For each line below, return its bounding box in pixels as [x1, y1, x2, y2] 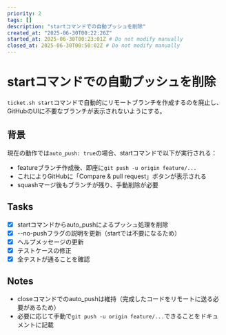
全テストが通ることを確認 [17, 255, 90, 263]
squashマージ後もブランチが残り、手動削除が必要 [17, 180, 158, 189]
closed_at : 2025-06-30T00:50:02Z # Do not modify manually [7, 42, 181, 49]
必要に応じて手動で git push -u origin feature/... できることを [17, 312, 201, 320]
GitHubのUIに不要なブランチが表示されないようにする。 [7, 106, 166, 115]
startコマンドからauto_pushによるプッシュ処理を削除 [17, 220, 169, 229]
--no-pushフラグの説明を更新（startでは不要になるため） [17, 229, 181, 237]
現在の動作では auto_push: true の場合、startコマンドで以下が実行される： [7, 149, 218, 157]
